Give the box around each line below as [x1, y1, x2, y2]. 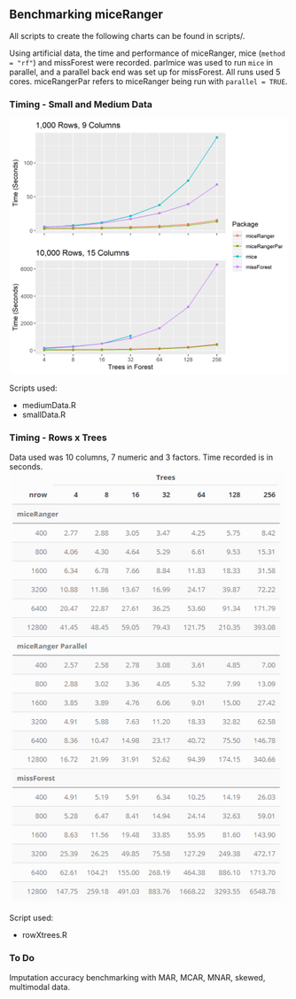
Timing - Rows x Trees [9, 431, 108, 444]
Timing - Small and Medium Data [9, 97, 152, 110]
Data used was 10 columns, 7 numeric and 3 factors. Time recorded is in [9, 452, 273, 462]
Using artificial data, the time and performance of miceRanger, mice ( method [9, 48, 286, 58]
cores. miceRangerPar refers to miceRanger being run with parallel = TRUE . [9, 75, 288, 87]
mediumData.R [21, 400, 77, 411]
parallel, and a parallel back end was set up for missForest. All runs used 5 [9, 66, 281, 77]
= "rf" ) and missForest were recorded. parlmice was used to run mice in [9, 57, 273, 67]
